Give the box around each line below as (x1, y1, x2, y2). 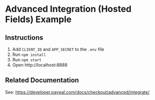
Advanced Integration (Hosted (5, 3, 132, 15)
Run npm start (12, 57, 42, 62)
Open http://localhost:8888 (12, 62, 68, 68)
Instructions (5, 33, 43, 42)
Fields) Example (5, 14, 72, 25)
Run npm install (12, 51, 46, 57)
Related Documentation (5, 76, 79, 84)
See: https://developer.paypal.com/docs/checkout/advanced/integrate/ (5, 89, 150, 95)
